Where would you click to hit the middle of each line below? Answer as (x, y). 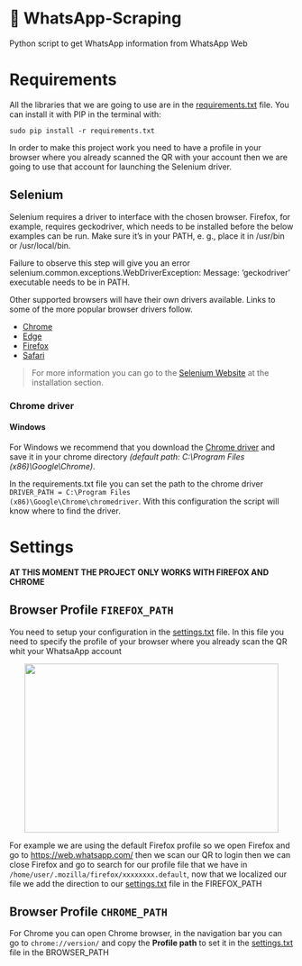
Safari (33, 355)
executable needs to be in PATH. (70, 282)
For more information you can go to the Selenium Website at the (150, 372)
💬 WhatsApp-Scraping (96, 18)
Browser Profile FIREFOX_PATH (92, 611)
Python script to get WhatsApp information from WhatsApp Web (128, 43)
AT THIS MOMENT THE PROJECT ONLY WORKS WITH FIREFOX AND (139, 572)
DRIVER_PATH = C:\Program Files (70, 492)
